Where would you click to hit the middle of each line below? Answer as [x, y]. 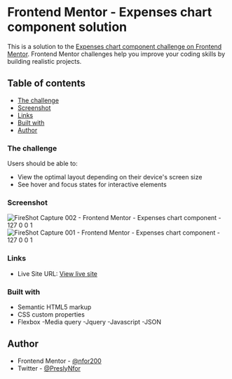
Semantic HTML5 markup [54, 307]
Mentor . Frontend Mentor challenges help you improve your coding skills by [116, 54]
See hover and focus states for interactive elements [92, 185]
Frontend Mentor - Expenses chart [110, 12]
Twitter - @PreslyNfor [49, 368]
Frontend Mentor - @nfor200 [59, 361]
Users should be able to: [43, 164]
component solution [67, 27]
